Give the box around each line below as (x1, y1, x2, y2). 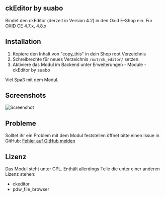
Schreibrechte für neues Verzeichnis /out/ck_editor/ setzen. (12, 56, 140, 62)
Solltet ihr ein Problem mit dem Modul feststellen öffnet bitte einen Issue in (5, 133, 160, 139)
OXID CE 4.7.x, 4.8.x (5, 23, 47, 29)
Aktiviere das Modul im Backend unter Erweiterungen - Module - (12, 61, 147, 68)
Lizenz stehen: (5, 171, 36, 177)
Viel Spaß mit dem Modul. (5, 77, 59, 83)
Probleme (5, 119, 36, 127)
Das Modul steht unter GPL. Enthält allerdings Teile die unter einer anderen (5, 166, 160, 172)
